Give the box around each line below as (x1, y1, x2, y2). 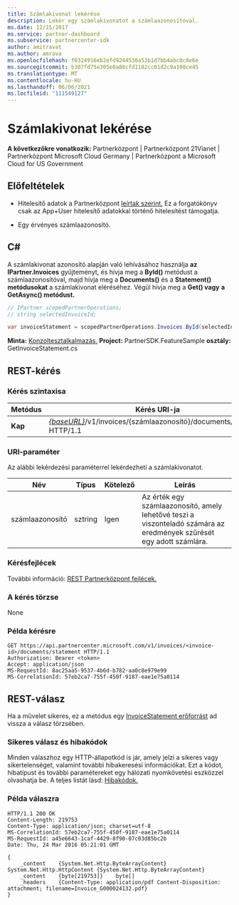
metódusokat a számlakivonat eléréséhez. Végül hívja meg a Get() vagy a (7, 282, 225, 291)
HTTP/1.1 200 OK (7, 810, 55, 817)
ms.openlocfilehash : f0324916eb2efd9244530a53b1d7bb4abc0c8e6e (7, 57, 199, 64)
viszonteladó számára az (142, 518, 225, 528)
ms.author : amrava (7, 51, 62, 58)
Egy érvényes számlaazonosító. (17, 220, 111, 229)
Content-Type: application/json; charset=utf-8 (7, 822, 152, 829)
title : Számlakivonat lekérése (7, 10, 100, 18)
